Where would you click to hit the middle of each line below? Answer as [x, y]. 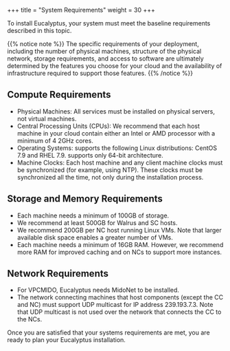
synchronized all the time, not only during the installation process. [110, 177]
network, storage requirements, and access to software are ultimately [105, 58]
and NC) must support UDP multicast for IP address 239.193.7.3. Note [115, 305]
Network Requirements [58, 274]
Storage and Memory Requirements [85, 199]
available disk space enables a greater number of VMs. [95, 237]
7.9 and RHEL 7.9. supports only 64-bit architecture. [90, 155]
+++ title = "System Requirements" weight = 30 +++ [81, 10]
